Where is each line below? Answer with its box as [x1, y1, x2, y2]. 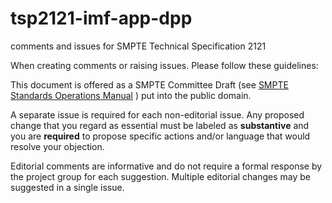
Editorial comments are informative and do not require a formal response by [10, 160, 323, 172]
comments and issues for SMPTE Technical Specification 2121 [10, 40, 267, 52]
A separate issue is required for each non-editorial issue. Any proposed [10, 108, 305, 121]
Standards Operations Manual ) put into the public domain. [10, 89, 252, 101]
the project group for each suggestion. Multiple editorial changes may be [10, 170, 312, 182]
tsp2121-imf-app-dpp [10, 7, 193, 30]
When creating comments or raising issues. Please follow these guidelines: [10, 59, 319, 71]
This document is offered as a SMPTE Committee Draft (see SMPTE [10, 78, 289, 91]
